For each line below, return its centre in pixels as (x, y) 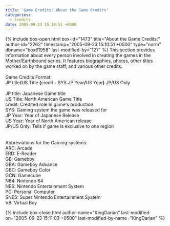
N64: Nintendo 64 (24, 181)
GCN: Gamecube (23, 176)
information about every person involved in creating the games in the (78, 55)
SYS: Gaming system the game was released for (56, 110)
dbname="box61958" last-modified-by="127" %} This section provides (80, 50)
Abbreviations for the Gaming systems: (46, 143)
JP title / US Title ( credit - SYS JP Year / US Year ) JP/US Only (68, 83)
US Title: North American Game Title (44, 99)
